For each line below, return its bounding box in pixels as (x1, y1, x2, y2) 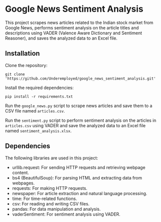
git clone (5, 72, 25, 77)
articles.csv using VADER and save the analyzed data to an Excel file (5, 122, 146, 128)
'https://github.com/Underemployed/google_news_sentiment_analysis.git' (5, 76, 156, 81)
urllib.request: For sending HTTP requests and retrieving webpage (12, 164, 145, 170)
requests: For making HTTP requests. (12, 185, 88, 191)
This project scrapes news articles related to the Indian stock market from (5, 20, 154, 25)
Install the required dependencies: (5, 85, 74, 90)
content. (12, 170, 29, 176)
